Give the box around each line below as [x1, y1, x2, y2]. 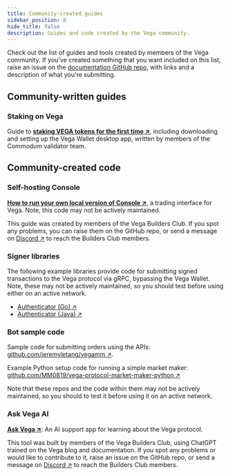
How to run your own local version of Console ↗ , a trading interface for [7, 198, 212, 206]
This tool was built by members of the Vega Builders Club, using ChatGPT [7, 438, 217, 447]
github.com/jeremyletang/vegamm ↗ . [7, 351, 114, 359]
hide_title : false [7, 23, 60, 30]
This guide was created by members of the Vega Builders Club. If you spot [7, 219, 220, 227]
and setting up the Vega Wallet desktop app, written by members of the [7, 134, 211, 143]
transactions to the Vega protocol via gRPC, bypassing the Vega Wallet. [7, 274, 211, 283]
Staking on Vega [7, 112, 64, 121]
